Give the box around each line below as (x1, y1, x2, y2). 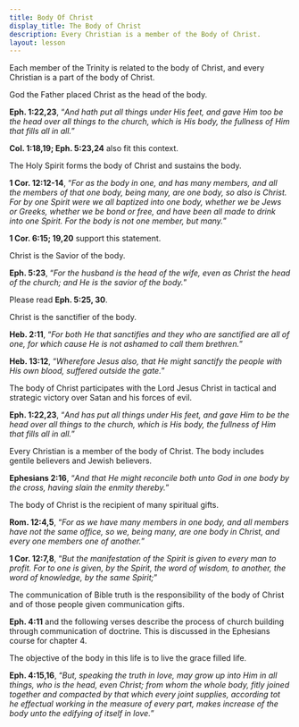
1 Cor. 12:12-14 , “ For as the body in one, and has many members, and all (9, 178, 278, 189)
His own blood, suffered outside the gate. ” (9, 366, 165, 376)
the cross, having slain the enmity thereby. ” (9, 482, 170, 493)
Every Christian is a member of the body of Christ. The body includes (9, 446, 265, 457)
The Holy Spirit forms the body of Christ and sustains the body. (9, 160, 243, 171)
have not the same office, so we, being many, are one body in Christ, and (9, 527, 280, 537)
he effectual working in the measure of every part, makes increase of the (9, 698, 279, 709)
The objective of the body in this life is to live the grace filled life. (9, 653, 247, 664)
